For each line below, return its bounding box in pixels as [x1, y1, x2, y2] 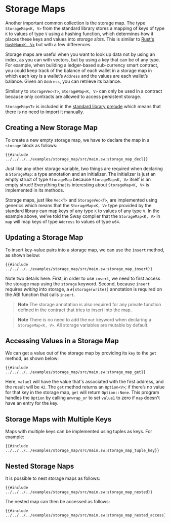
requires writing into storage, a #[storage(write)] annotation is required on [5, 286, 162, 292]
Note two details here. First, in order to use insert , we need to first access [5, 275, 160, 281]
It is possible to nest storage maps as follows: [5, 475, 100, 481]
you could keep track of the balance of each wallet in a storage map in [5, 67, 152, 74]
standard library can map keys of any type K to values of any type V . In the [5, 208, 160, 214]
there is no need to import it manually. [5, 109, 84, 115]
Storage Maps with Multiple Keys [5, 415, 112, 423]
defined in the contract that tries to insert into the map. [17, 307, 132, 313]
